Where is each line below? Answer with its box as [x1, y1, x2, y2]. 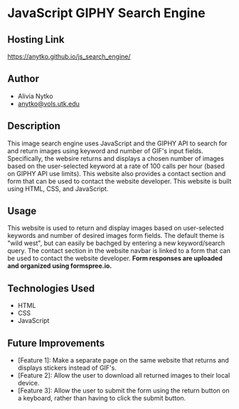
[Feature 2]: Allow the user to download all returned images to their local [17, 371, 230, 380]
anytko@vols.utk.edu [17, 99, 80, 108]
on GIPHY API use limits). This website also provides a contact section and [7, 169, 226, 177]
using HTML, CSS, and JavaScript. [7, 184, 109, 193]
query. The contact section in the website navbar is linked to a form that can [7, 247, 231, 255]
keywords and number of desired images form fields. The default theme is [7, 232, 225, 240]
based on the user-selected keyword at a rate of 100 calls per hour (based [7, 162, 225, 170]
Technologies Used [7, 282, 95, 294]
